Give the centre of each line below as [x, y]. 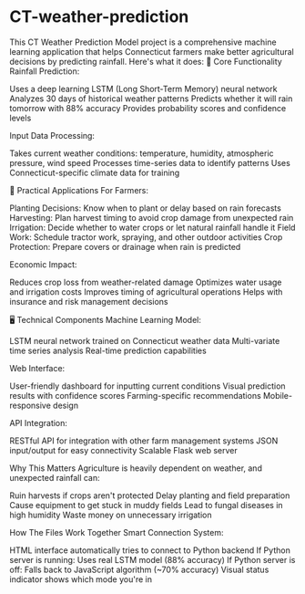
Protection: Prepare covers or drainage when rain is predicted [125, 246]
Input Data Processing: [52, 135]
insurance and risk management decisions [89, 301]
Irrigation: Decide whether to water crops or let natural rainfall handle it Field [152, 227]
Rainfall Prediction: [45, 71]
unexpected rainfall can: [55, 477]
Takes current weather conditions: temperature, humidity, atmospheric [142, 153]
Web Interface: [37, 368]
